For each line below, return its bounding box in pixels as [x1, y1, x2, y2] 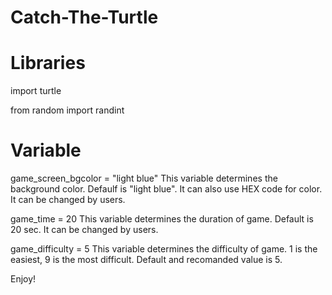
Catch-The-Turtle [10, 6, 159, 29]
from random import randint [10, 104, 125, 116]
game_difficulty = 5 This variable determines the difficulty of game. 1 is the [10, 243, 318, 255]
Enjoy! [10, 273, 37, 285]
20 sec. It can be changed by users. [10, 224, 159, 236]
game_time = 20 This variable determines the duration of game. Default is [10, 213, 314, 225]
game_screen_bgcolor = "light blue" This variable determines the [10, 172, 278, 185]
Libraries [10, 52, 86, 75]
